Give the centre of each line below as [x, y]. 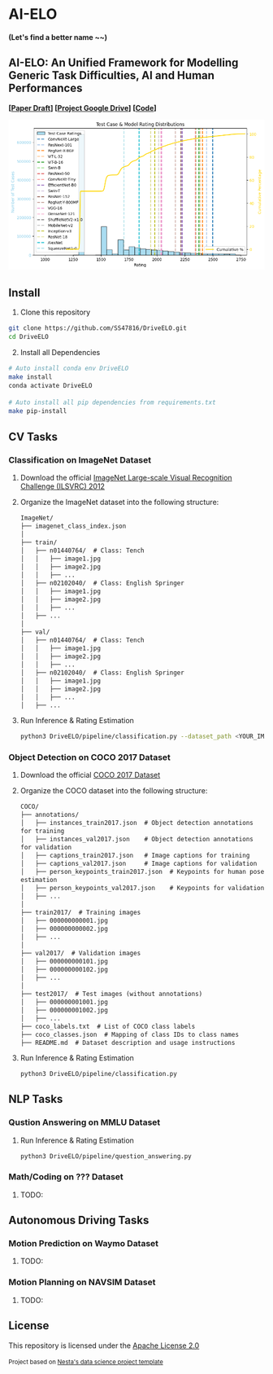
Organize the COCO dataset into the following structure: [114, 791]
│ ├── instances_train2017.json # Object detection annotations [136, 823]
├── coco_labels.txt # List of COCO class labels [108, 1027]
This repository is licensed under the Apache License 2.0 [104, 1345]
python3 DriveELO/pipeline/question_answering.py [106, 1156]
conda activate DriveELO [50, 385]
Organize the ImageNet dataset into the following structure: [119, 502]
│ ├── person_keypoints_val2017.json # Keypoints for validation [142, 889]
